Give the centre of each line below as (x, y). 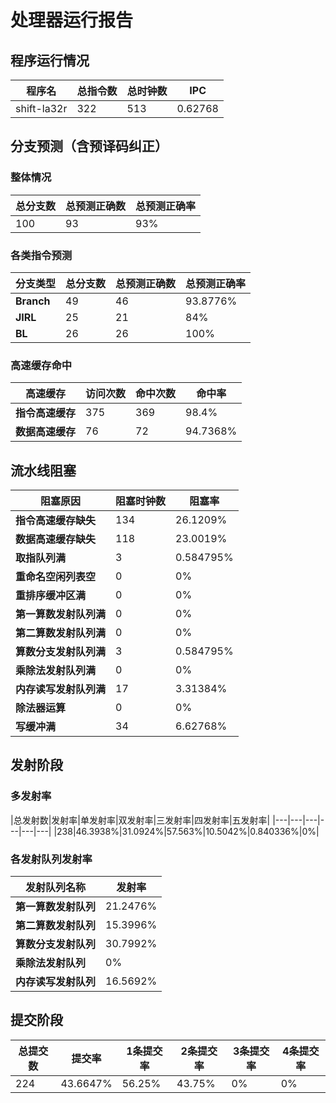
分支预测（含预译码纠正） (89, 146)
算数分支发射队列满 (61, 652)
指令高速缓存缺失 (56, 521)
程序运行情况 (50, 60)
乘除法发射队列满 (56, 671)
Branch (33, 301)
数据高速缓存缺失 (56, 539)
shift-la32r (41, 108)
